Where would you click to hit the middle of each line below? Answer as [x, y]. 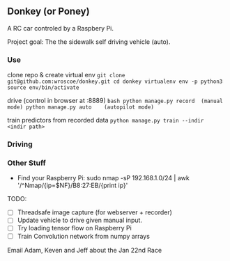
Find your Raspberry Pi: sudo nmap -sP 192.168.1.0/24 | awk [103, 178]
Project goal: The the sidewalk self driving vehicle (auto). [89, 42]
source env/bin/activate [43, 88]
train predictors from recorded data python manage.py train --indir [106, 120]
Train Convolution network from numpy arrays [83, 236]
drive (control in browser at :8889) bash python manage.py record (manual [115, 101]
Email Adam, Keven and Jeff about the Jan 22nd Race [85, 250]
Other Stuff [27, 163]
